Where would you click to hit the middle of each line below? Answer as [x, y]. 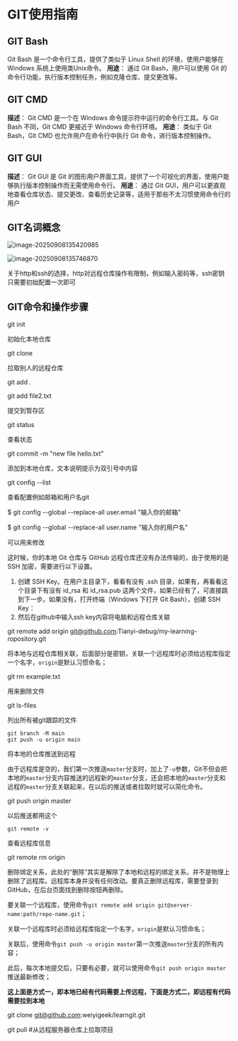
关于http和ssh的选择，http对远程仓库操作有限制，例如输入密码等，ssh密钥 [116, 274]
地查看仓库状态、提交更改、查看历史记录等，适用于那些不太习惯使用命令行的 [119, 194]
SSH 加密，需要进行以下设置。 [52, 566]
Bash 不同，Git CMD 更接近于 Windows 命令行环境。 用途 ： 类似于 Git [110, 126]
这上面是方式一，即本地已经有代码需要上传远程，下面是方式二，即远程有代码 [119, 992]
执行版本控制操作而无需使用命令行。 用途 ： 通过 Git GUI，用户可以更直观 [119, 185]
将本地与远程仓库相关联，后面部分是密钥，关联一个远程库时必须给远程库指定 [119, 654]
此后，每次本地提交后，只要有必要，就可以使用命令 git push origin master [117, 968]
